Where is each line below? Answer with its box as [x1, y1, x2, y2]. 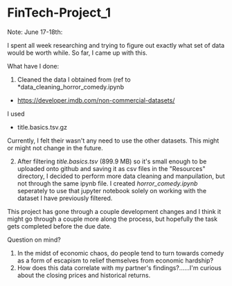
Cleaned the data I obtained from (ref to [17, 75, 131, 84]
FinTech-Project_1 [7, 5, 111, 21]
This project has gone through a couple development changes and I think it [7, 207, 222, 215]
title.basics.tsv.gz [17, 123, 68, 131]
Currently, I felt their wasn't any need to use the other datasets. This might [7, 136, 220, 145]
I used [7, 109, 26, 118]
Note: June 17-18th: [7, 28, 63, 36]
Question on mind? [7, 235, 61, 244]
